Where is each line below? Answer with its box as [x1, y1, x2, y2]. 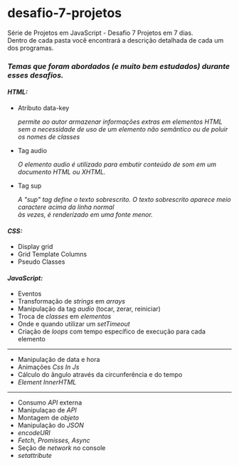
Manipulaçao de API [17, 406, 77, 415]
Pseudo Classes [17, 257, 65, 266]
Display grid [17, 242, 53, 251]
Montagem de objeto [17, 414, 80, 422]
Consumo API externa [17, 398, 83, 407]
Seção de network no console [17, 444, 106, 452]
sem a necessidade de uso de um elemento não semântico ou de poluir [17, 125, 228, 134]
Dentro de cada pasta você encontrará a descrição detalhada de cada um [7, 36, 224, 44]
